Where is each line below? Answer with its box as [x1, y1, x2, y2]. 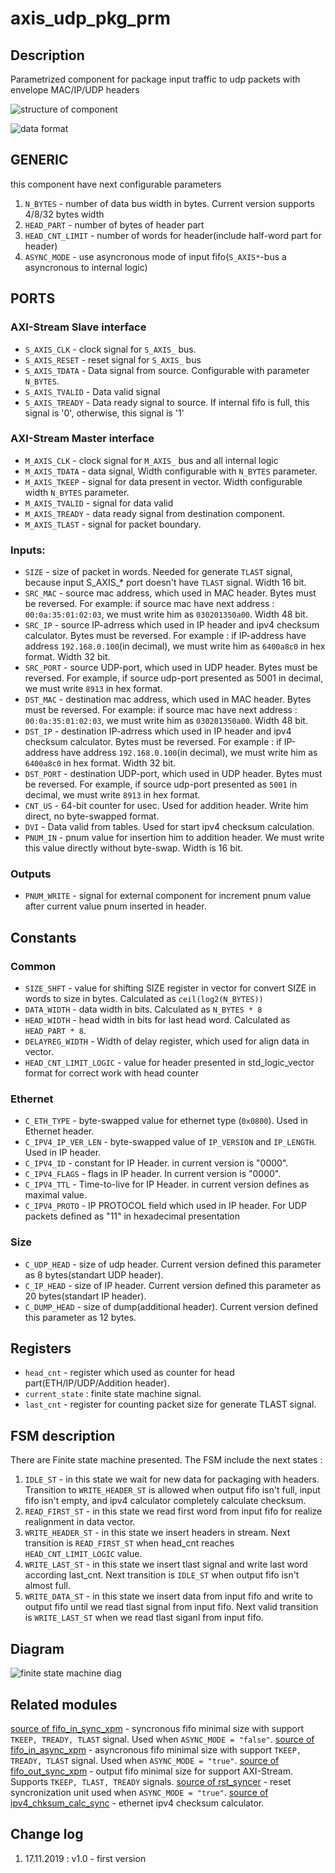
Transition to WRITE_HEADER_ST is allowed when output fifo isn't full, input [24, 1484, 321, 1496]
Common [10, 959, 57, 973]
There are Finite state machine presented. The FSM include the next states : [10, 1454, 323, 1466]
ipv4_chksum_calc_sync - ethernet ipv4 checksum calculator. [10, 1797, 265, 1809]
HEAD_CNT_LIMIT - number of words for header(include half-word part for [24, 229, 322, 241]
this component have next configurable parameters [10, 178, 222, 190]
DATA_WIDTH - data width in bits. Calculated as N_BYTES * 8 [24, 1003, 263, 1016]
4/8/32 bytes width [24, 208, 105, 220]
